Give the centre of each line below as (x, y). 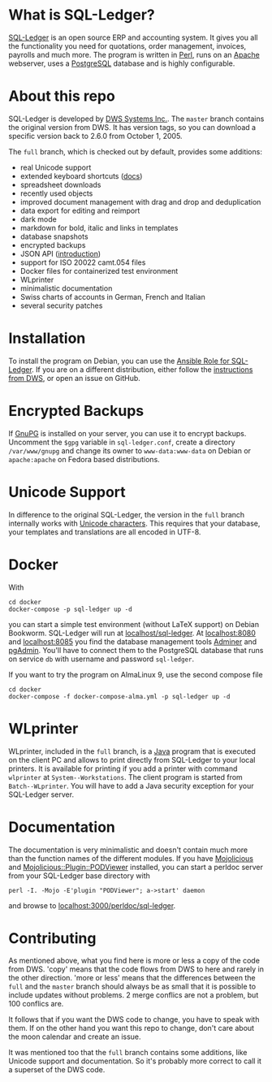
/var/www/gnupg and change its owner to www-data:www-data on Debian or (130, 450)
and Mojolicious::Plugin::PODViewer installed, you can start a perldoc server (136, 867)
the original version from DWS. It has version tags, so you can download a (132, 127)
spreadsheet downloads (60, 184)
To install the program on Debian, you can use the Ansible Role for (119, 361)
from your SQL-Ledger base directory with (79, 876)
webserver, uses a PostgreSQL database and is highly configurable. (122, 63)
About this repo (62, 96)
